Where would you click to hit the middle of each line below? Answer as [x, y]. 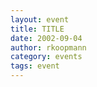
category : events [46, 57]
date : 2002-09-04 [46, 38]
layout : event [40, 19]
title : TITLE [37, 29]
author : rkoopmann [48, 47]
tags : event [35, 66]
